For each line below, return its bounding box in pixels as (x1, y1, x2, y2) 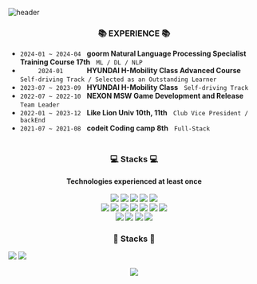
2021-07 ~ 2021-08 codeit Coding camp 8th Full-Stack (19, 123, 210, 133)
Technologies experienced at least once (66, 176, 202, 186)
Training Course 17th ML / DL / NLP (19, 57, 143, 67)
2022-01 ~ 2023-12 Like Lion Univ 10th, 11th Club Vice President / (19, 108, 249, 118)
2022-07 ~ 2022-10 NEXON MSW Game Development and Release (19, 91, 244, 101)
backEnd (19, 116, 45, 125)
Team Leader (19, 101, 60, 109)
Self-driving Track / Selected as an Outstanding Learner (19, 76, 217, 84)
